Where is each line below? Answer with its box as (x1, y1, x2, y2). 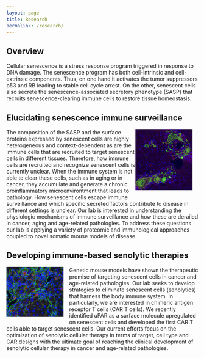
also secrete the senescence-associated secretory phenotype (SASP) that (6, 89, 193, 96)
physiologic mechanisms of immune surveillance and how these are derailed (6, 213, 199, 220)
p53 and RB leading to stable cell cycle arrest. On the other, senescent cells (6, 82, 196, 89)
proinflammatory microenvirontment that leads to (6, 187, 130, 194)
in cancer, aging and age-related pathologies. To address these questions (6, 220, 192, 227)
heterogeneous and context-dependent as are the (6, 142, 132, 149)
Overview (6, 46, 44, 56)
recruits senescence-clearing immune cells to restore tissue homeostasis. (6, 95, 192, 102)
